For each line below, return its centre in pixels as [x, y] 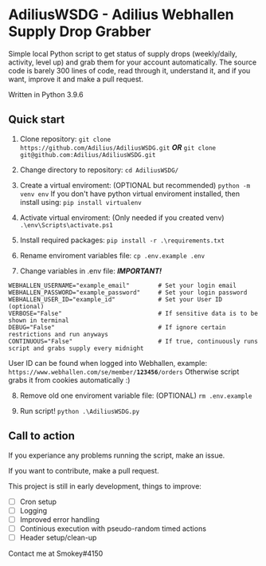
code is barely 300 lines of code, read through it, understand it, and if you [129, 70]
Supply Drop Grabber [80, 31]
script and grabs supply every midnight [76, 348]
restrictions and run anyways [59, 334]
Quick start [37, 120]
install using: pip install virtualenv [80, 202]
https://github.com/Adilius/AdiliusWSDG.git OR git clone [118, 147]
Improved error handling [59, 519]
